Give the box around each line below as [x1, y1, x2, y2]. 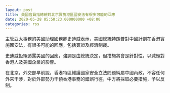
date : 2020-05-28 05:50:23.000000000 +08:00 [5, 17, 101, 22]
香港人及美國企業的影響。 [5, 59, 59, 65]
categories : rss [5, 21, 39, 27]
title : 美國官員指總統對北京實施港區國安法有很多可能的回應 [5, 12, 115, 17]
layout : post [5, 7, 33, 13]
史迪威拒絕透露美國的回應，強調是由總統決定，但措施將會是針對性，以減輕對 [5, 53, 165, 59]
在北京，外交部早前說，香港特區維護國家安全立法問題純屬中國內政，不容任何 [5, 70, 165, 76]
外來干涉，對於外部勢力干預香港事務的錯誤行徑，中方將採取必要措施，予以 [5, 76, 160, 82]
